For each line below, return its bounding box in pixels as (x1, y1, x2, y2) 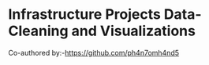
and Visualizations (71, 22, 196, 40)
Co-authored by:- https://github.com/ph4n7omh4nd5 (8, 48, 180, 57)
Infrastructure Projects (8, 5, 162, 23)
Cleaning (8, 22, 69, 40)
